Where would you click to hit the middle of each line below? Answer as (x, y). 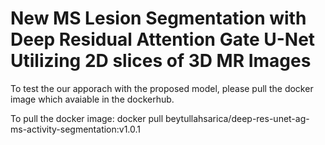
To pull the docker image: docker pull (87, 118)
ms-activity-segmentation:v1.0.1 (76, 129)
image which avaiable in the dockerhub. (92, 99)
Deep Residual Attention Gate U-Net (163, 39)
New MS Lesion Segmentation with (158, 18)
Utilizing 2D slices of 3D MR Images (161, 61)
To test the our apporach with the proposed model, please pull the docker (162, 88)
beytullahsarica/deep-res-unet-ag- (237, 118)
